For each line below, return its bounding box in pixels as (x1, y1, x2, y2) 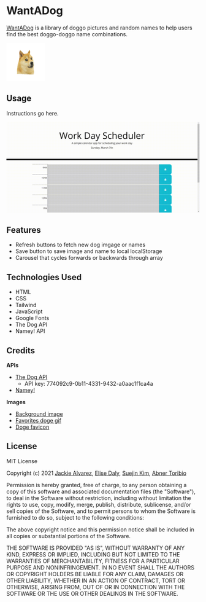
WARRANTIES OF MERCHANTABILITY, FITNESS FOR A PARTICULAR (6, 557, 180, 565)
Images (6, 398, 26, 405)
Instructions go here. (6, 109, 59, 117)
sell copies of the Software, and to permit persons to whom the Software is (6, 507, 196, 515)
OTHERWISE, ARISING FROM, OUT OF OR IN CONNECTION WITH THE (6, 583, 185, 590)
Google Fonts (15, 315, 50, 322)
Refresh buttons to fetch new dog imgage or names (15, 241, 146, 249)
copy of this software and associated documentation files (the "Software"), (6, 488, 196, 495)
